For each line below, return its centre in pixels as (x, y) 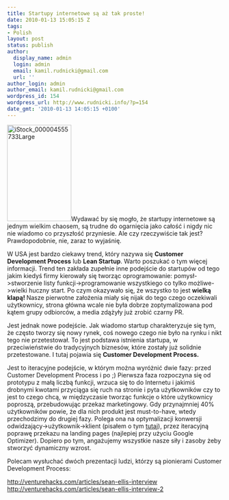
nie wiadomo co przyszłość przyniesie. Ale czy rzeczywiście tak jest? (105, 233)
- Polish (19, 33)
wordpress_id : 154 (33, 97)
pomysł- (186, 275)
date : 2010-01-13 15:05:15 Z (49, 20)
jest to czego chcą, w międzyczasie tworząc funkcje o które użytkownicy (110, 397)
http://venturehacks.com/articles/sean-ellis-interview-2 (85, 489)
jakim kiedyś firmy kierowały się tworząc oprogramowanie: (90, 275)
